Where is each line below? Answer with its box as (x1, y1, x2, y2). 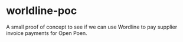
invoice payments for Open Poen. (6, 29, 87, 36)
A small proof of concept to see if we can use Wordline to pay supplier (6, 23, 178, 30)
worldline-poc (6, 4, 77, 17)
